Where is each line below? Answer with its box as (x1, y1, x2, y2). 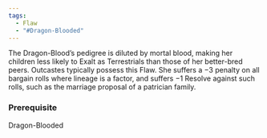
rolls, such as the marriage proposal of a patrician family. (8, 82, 196, 92)
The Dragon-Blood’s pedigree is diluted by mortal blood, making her (8, 49, 233, 58)
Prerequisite (8, 102, 58, 113)
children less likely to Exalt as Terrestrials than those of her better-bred (8, 57, 243, 66)
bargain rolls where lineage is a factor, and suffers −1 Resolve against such (8, 73, 255, 84)
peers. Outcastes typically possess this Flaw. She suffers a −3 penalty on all (8, 65, 260, 75)
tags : (8, 11, 26, 20)
